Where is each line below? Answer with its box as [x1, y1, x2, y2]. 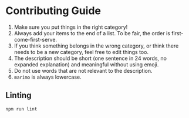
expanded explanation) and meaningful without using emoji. [14, 60, 159, 68]
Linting [5, 90, 32, 100]
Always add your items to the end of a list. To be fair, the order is [14, 29, 171, 36]
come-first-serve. [14, 36, 57, 43]
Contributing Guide [5, 4, 101, 18]
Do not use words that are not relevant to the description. [14, 67, 153, 74]
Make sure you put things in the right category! [14, 23, 128, 31]
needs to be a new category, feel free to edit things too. [14, 48, 149, 55]
